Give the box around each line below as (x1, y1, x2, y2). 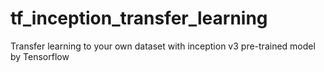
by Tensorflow (10, 50, 70, 62)
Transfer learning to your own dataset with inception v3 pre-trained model (10, 40, 316, 52)
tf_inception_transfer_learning (10, 7, 268, 30)
